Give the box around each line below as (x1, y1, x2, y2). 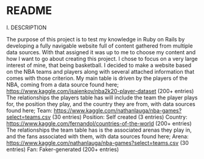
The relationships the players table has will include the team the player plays (6, 94, 198, 101)
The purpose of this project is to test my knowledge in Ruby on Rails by (6, 35, 185, 43)
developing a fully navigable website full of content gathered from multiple (6, 42, 193, 49)
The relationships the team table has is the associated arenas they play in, (6, 126, 192, 133)
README (6, 4, 52, 18)
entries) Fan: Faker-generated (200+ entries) (6, 146, 119, 153)
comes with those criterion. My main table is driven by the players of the (6, 74, 188, 82)
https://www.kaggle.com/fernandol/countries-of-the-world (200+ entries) (6, 119, 192, 127)
